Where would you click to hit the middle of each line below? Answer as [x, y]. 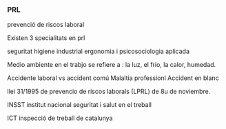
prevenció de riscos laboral [46, 25]
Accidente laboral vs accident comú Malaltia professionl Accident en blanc [113, 78]
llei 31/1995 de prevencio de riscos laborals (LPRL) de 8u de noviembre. [109, 92]
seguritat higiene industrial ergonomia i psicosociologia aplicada [99, 51]
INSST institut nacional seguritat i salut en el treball [79, 105]
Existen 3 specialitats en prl [46, 38]
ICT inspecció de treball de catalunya [60, 118]
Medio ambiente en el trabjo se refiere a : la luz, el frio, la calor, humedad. [112, 65]
